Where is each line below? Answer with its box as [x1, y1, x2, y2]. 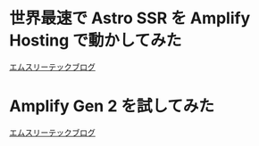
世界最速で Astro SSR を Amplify [9, 8, 251, 28]
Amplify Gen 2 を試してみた [9, 96, 215, 117]
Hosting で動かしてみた [9, 30, 182, 51]
